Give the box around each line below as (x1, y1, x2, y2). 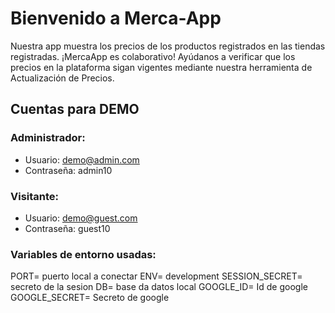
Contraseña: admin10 (24, 164, 113, 176)
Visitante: (10, 189, 60, 203)
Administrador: (10, 131, 86, 145)
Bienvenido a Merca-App (10, 7, 222, 30)
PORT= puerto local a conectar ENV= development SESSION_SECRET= (10, 270, 303, 282)
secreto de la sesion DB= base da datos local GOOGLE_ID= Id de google (10, 281, 308, 293)
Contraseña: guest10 (24, 222, 111, 234)
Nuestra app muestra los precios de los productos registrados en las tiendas (10, 40, 326, 52)
